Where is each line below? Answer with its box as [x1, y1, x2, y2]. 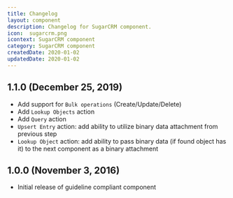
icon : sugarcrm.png [7, 29, 68, 37]
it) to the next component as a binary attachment [17, 144, 159, 153]
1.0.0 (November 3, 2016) [7, 165, 120, 176]
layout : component [7, 17, 61, 24]
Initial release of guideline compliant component [17, 183, 156, 192]
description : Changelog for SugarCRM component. [7, 23, 152, 30]
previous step [17, 130, 57, 138]
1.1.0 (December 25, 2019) [7, 82, 122, 93]
